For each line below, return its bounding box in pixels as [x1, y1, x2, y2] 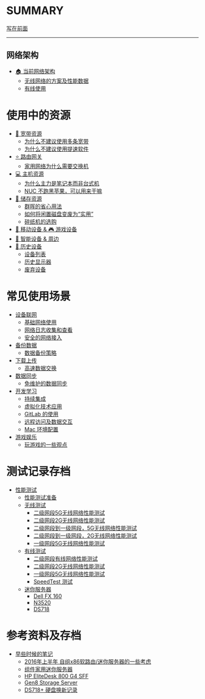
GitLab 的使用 [24, 410, 59, 417]
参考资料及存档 [6, 629, 82, 643]
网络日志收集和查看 [24, 326, 73, 334]
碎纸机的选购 [24, 218, 57, 225]
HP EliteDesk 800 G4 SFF [24, 672, 89, 679]
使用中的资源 [6, 108, 71, 122]
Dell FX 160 [33, 592, 62, 600]
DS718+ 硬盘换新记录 [24, 686, 78, 693]
